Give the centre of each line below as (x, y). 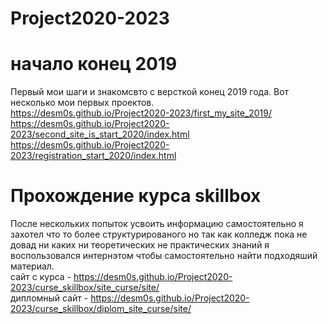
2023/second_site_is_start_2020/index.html (100, 134)
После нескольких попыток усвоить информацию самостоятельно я (157, 224)
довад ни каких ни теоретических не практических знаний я (140, 245)
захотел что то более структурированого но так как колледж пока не (159, 234)
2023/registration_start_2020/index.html (93, 156)
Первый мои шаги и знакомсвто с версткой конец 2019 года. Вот (150, 92)
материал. (32, 266)
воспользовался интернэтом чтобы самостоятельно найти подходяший (164, 256)
